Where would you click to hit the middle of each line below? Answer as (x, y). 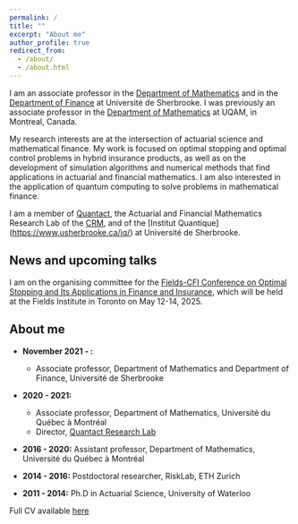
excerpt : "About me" (48, 34)
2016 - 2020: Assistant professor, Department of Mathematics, (139, 449)
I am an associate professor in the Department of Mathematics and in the (144, 93)
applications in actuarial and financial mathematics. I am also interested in (145, 176)
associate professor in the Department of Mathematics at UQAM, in (133, 112)
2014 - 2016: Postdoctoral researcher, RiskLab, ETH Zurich (131, 476)
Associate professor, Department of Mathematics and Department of (162, 368)
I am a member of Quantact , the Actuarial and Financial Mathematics (136, 213)
